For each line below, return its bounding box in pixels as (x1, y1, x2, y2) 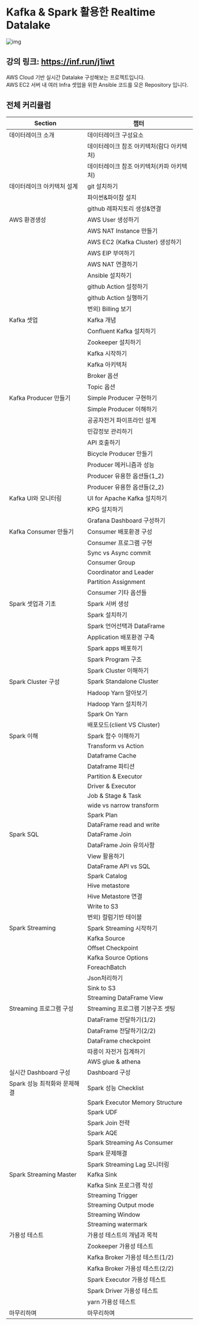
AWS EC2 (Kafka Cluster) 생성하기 (87, 238, 182, 246)
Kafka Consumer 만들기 (9, 527, 74, 535)
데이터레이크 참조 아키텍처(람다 (87, 142, 170, 150)
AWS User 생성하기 (87, 215, 139, 223)
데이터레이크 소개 (9, 131, 55, 139)
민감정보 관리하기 (87, 427, 133, 436)
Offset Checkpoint (87, 944, 139, 952)
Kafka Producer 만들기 (9, 393, 71, 402)
